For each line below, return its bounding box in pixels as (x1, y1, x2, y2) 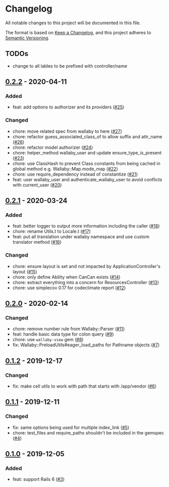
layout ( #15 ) (12, 268, 37, 275)
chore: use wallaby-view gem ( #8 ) (12, 337, 84, 343)
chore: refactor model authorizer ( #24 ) (12, 144, 93, 150)
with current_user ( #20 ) (12, 182, 62, 188)
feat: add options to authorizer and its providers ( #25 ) (12, 104, 125, 110)
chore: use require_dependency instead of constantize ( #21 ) (12, 171, 138, 177)
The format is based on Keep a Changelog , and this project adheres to (5, 29, 151, 35)
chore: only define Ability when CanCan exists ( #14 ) (12, 274, 121, 280)
